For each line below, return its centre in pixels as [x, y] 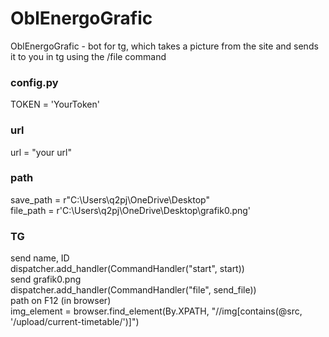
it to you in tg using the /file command [88, 56]
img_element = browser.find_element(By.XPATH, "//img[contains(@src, [156, 311]
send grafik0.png [46, 279]
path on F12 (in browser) [61, 301]
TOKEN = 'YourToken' [55, 104]
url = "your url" [41, 152]
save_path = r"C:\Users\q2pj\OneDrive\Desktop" [110, 199]
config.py [34, 82]
